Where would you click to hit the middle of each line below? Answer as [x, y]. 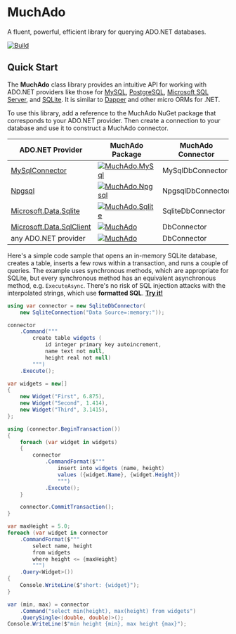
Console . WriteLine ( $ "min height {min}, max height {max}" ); [97, 624]
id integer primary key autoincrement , [103, 345]
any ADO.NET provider [48, 238]
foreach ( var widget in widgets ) [69, 442]
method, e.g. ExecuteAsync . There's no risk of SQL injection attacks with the [117, 285]
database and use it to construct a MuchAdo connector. [88, 128]
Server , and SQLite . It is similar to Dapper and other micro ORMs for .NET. [114, 99]
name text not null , [75, 351]
